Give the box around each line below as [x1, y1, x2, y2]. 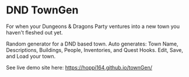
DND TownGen [6, 3, 79, 17]
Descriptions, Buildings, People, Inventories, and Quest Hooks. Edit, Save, [6, 46, 184, 53]
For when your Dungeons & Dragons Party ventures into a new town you [6, 23, 180, 30]
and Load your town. [6, 52, 56, 60]
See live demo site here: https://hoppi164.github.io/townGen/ [6, 64, 153, 71]
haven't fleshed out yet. [6, 29, 63, 36]
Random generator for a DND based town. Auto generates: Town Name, [6, 40, 178, 47]
